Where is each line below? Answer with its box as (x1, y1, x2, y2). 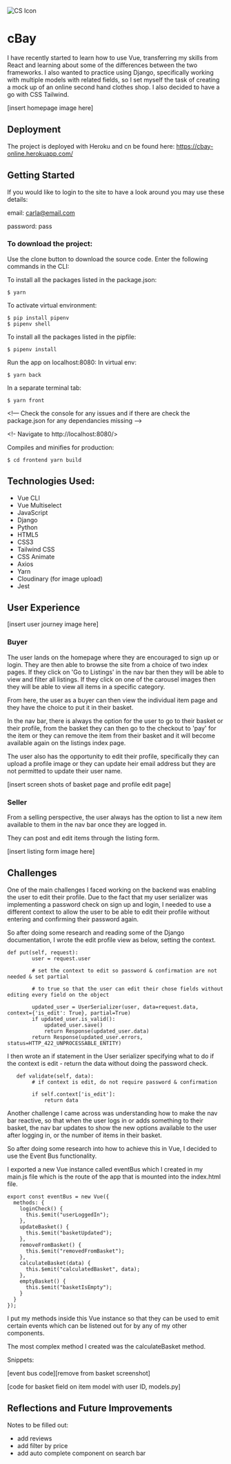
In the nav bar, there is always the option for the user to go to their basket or (7, 716, 223, 725)
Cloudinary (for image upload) (17, 574, 103, 583)
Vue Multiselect (17, 501, 62, 509)
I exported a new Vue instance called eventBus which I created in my (7, 1165, 203, 1173)
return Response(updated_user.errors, (32, 1033, 143, 1040)
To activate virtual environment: (7, 301, 97, 309)
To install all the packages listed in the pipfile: (7, 332, 137, 341)
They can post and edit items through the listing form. (7, 834, 160, 843)
